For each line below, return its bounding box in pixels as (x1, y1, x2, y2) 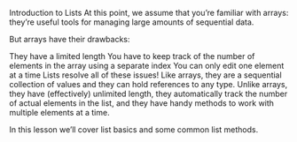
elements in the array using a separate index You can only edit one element (9, 61, 285, 71)
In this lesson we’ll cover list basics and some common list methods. (9, 124, 259, 135)
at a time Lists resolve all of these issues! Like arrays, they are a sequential (9, 70, 282, 80)
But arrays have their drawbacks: (9, 34, 130, 44)
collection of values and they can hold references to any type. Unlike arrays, (9, 79, 288, 89)
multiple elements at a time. (9, 108, 110, 117)
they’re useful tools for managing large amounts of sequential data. (9, 17, 254, 27)
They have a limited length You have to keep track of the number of (9, 51, 255, 61)
